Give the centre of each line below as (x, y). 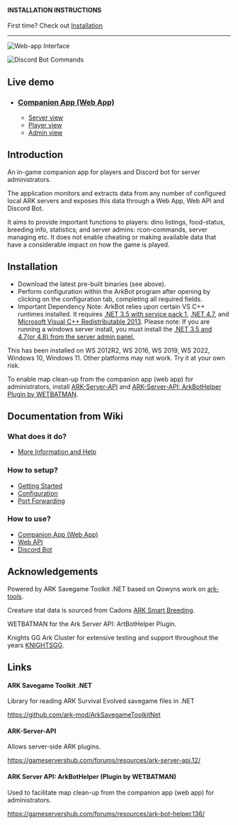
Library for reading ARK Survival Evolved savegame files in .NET (101, 701)
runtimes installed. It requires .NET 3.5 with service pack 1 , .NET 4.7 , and (123, 314)
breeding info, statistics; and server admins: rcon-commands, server (107, 229)
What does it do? (37, 436)
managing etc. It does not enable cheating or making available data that (112, 237)
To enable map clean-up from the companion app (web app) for (100, 379)
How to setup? (33, 470)
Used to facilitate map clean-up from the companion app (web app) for (111, 792)
